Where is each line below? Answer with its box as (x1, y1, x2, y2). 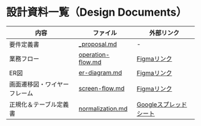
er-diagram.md (78, 68, 123, 77)
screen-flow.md (78, 84, 124, 92)
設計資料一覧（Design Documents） (6, 5, 187, 19)
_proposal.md (78, 40, 117, 48)
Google (136, 100, 157, 109)
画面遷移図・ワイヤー (9, 80, 69, 88)
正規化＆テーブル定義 (9, 100, 69, 109)
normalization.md (78, 104, 128, 113)
